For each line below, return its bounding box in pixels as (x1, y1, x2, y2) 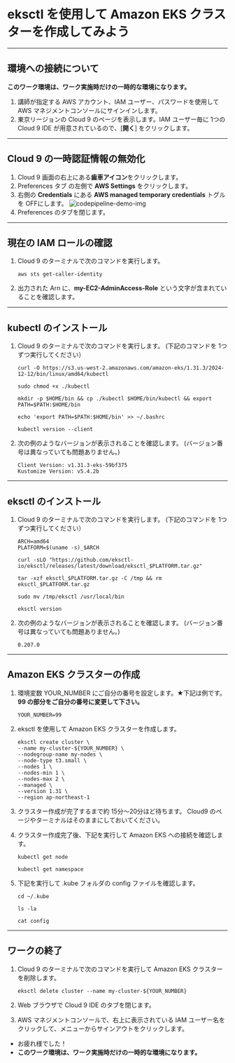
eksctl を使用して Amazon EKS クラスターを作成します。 (17, 724, 180, 733)
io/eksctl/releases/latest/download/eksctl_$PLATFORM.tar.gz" (17, 562, 203, 569)
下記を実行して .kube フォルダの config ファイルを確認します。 (17, 879, 199, 887)
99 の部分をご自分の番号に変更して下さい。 (17, 697, 143, 705)
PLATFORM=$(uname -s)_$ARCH (17, 544, 99, 551)
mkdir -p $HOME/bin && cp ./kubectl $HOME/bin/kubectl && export (17, 395, 212, 402)
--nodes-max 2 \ (17, 776, 65, 783)
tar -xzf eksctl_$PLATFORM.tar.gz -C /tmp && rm (17, 575, 162, 582)
